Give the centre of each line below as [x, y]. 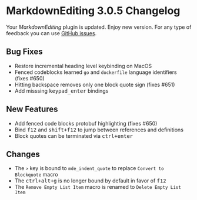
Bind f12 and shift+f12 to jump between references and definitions [99, 130]
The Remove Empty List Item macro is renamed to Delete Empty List [98, 187]
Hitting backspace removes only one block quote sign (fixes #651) [95, 84]
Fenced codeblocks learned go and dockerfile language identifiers [96, 72]
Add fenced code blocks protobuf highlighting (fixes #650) [86, 123]
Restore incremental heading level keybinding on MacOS [83, 66]
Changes [23, 154]
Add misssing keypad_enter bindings [61, 91]
